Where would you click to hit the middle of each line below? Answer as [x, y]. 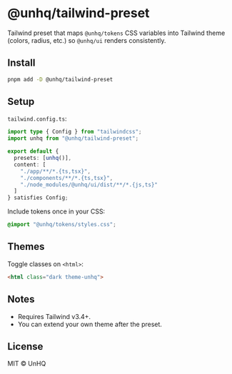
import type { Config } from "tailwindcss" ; [75, 132]
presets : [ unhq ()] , [43, 158]
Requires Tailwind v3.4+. [54, 316]
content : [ [30, 165]
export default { [33, 151]
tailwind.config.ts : [37, 118]
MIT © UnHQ [27, 364]
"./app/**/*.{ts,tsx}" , [56, 171]
